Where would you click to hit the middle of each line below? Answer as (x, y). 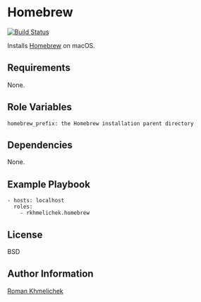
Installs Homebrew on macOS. (51, 45)
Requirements (39, 68)
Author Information (50, 274)
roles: (23, 207)
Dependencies (40, 145)
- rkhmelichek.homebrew (55, 213)
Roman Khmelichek (35, 291)
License (25, 234)
